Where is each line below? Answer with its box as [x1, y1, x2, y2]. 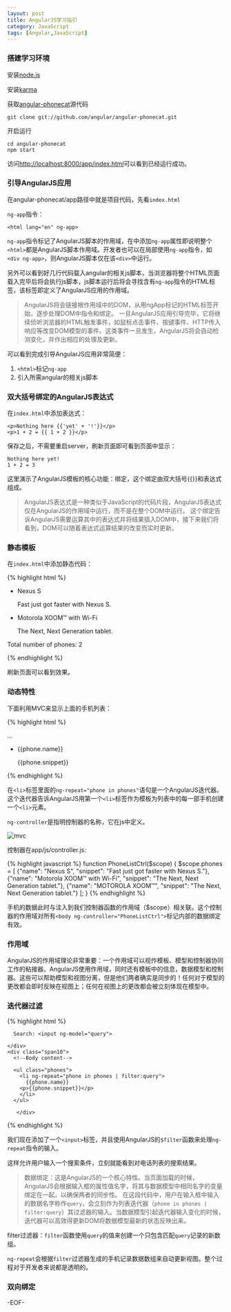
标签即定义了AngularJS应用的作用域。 [25, 286, 133, 294]
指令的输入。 [25, 1144, 62, 1152]
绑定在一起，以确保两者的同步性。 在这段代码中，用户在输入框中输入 [23, 1190, 219, 1199]
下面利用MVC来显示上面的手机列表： [7, 704, 112, 712]
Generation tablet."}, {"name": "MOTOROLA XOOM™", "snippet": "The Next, [7, 881, 222, 889]
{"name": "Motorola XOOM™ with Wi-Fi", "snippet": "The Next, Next [7, 874, 199, 882]
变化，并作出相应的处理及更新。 [30, 335, 121, 343]
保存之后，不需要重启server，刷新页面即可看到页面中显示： [7, 442, 177, 450]
